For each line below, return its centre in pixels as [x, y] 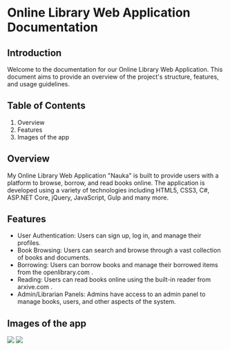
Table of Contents [47, 106]
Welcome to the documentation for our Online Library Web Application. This [115, 69]
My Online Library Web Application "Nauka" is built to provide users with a [113, 175]
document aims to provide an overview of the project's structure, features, [113, 77]
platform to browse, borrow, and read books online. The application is [106, 183]
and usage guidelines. [39, 84]
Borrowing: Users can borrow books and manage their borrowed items [118, 265]
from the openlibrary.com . [55, 272]
